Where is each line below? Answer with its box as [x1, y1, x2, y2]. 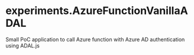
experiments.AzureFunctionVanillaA [5, 4, 189, 18]
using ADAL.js [5, 42, 40, 49]
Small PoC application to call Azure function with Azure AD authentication [5, 36, 185, 43]
